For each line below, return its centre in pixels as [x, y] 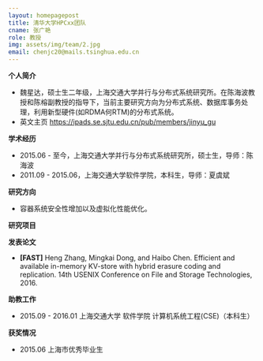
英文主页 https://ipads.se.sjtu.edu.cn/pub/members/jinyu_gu [118, 122]
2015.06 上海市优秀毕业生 [61, 349]
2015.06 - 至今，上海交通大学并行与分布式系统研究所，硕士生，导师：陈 [137, 155]
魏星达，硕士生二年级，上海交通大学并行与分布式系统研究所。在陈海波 [134, 92]
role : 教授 [25, 37]
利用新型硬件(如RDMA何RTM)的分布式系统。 [106, 112]
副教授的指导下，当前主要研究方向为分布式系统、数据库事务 [144, 102]
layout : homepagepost [44, 15]
